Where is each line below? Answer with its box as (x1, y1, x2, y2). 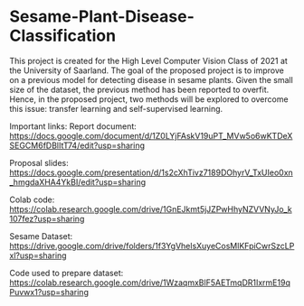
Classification (9, 25, 116, 46)
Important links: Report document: (9, 120, 138, 132)
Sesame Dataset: (9, 230, 73, 241)
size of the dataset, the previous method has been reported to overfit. (9, 84, 270, 95)
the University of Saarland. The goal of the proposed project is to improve (9, 65, 285, 76)
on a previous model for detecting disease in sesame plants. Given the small (9, 74, 294, 85)
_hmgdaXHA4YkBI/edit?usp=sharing (9, 176, 147, 187)
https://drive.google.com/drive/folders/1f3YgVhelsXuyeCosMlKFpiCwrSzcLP (9, 240, 295, 251)
